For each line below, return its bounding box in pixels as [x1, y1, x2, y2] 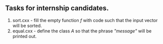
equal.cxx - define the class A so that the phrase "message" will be [12, 27, 152, 34]
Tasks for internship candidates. [5, 4, 109, 12]
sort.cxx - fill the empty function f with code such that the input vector [12, 17, 158, 23]
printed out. [12, 33, 37, 39]
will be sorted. [12, 22, 42, 28]
